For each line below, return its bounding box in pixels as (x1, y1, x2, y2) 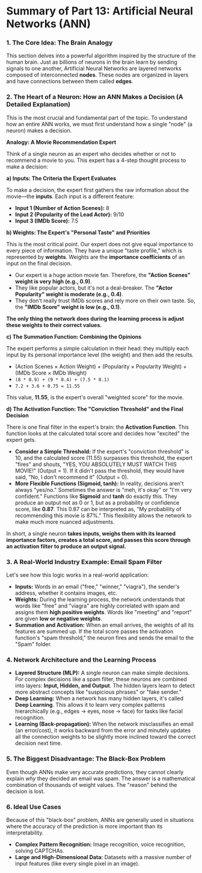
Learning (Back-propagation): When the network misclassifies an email (14, 721, 194, 728)
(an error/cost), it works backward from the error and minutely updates (14, 727, 191, 734)
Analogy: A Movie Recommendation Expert (6, 138, 117, 146)
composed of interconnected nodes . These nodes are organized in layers (6, 71, 189, 79)
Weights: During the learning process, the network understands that (14, 596, 185, 603)
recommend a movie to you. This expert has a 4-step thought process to (6, 157, 186, 164)
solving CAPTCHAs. (14, 847, 64, 854)
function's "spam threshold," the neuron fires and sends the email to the (14, 634, 194, 642)
